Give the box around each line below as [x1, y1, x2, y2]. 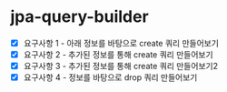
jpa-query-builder [10, 6, 149, 27]
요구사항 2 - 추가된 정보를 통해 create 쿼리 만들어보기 [23, 49, 213, 60]
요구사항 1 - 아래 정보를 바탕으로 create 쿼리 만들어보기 [23, 37, 219, 48]
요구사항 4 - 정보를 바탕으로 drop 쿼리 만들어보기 [23, 72, 198, 83]
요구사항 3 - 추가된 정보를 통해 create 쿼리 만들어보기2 [23, 61, 219, 72]
